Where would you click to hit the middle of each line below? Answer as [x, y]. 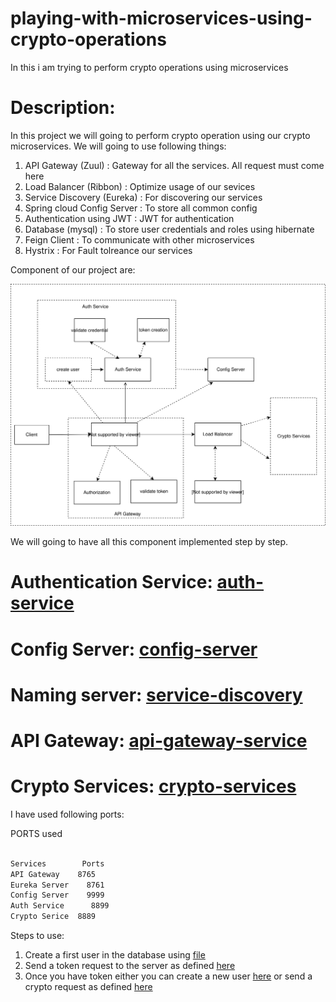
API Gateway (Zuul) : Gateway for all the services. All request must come [174, 165]
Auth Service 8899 [60, 906]
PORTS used [36, 833]
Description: [63, 108]
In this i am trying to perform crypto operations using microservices [149, 67]
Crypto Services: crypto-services [153, 786]
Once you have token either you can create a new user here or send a [168, 976]
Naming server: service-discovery [156, 694]
